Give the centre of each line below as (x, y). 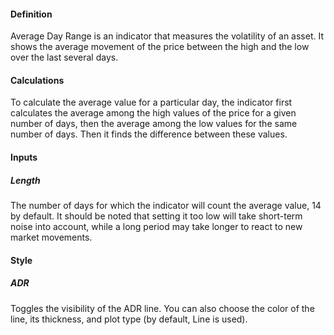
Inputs (24, 157)
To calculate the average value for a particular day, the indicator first (151, 102)
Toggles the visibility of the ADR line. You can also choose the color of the (162, 308)
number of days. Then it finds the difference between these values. (149, 134)
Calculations (37, 80)
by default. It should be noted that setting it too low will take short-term (156, 216)
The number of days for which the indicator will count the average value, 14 (166, 205)
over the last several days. (64, 57)
